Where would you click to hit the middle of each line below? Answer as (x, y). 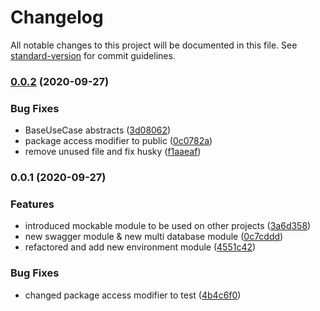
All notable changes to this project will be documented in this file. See (154, 45)
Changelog (57, 17)
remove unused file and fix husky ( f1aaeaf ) (113, 152)
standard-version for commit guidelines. (93, 55)
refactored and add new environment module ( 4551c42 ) (140, 247)
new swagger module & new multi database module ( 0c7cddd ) (154, 237)
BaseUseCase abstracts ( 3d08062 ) (98, 130)
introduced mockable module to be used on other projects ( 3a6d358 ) (168, 226)
